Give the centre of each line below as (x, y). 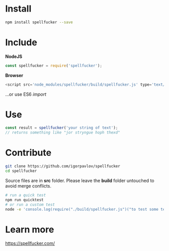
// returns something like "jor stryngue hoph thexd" (63, 133)
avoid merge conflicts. (28, 186)
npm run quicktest (24, 200)
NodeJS (14, 56)
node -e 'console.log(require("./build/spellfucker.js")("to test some (82, 209)
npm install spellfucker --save (39, 22)
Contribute (28, 153)
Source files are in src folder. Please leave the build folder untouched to (80, 180)
